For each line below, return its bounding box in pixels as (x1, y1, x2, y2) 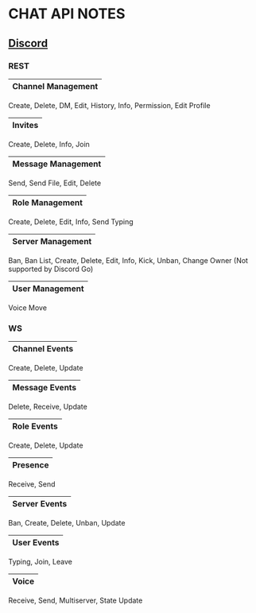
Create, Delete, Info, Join (8, 139, 90, 149)
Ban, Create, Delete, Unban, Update (8, 518, 126, 528)
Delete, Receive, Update (8, 402, 87, 412)
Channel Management (12, 80, 99, 91)
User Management (12, 283, 85, 294)
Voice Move (8, 303, 48, 312)
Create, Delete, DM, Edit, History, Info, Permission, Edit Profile (8, 100, 211, 110)
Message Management (12, 158, 102, 169)
